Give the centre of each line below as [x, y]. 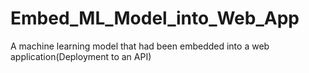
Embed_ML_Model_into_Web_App [155, 18]
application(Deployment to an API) [81, 56]
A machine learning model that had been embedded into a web [140, 46]
